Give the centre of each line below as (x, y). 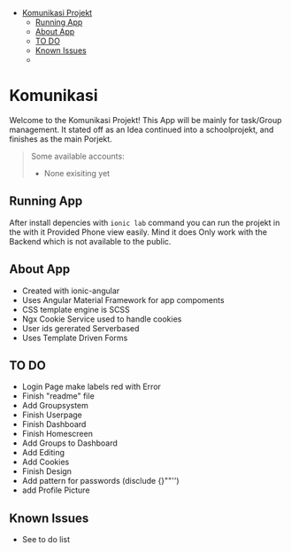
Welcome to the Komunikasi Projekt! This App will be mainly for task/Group (145, 120)
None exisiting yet (77, 173)
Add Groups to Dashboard (69, 443)
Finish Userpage (52, 415)
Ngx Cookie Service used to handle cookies (102, 319)
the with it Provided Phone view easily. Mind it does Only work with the (138, 232)
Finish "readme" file (58, 396)
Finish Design (47, 471)
